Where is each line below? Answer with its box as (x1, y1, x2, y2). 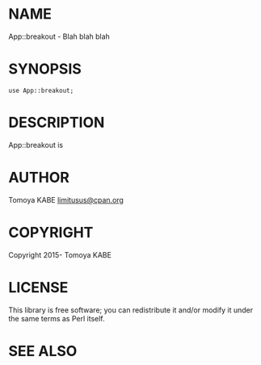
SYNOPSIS (8, 60, 82, 78)
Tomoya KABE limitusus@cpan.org (8, 195, 124, 204)
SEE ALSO (8, 342, 78, 360)
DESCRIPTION (8, 114, 105, 132)
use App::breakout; (8, 86, 74, 94)
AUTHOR (8, 169, 70, 187)
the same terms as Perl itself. (8, 313, 105, 323)
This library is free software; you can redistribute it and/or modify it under (8, 304, 254, 315)
